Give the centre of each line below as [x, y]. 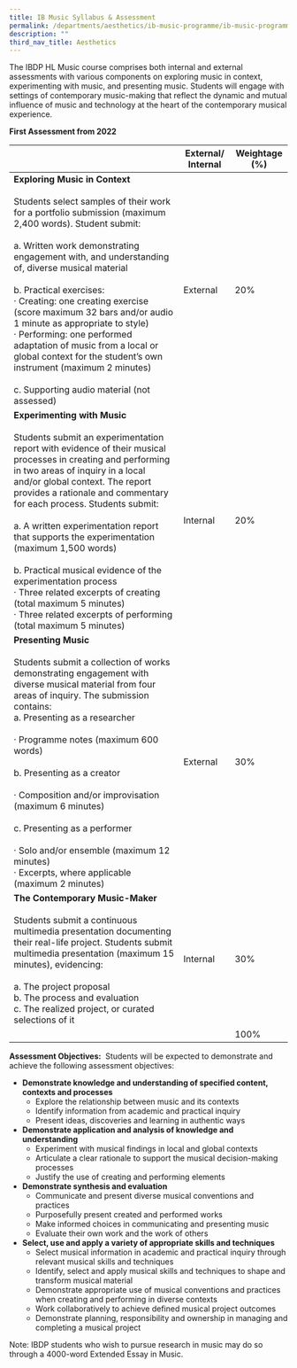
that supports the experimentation [84, 537]
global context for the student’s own [88, 357]
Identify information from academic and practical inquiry [138, 1111]
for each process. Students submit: [86, 504]
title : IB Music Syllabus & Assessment [83, 17]
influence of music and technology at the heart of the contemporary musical [148, 105]
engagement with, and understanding [91, 257]
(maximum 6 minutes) [59, 806]
